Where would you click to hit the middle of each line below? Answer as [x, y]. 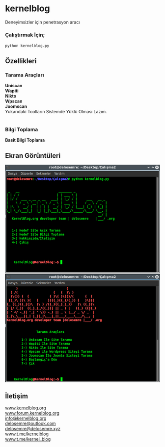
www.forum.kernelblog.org [32, 413]
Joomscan [16, 106]
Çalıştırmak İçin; [25, 35]
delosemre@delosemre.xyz [33, 429]
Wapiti [12, 91]
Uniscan [14, 85]
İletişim [17, 396]
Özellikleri [21, 61]
